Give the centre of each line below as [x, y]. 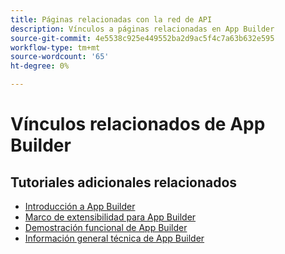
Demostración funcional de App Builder [106, 227]
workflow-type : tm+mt [55, 47]
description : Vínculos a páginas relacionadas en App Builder [142, 29]
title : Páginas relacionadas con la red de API [111, 19]
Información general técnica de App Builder [114, 238]
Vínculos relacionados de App [138, 124]
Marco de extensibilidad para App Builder [110, 217]
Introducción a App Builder [80, 206]
